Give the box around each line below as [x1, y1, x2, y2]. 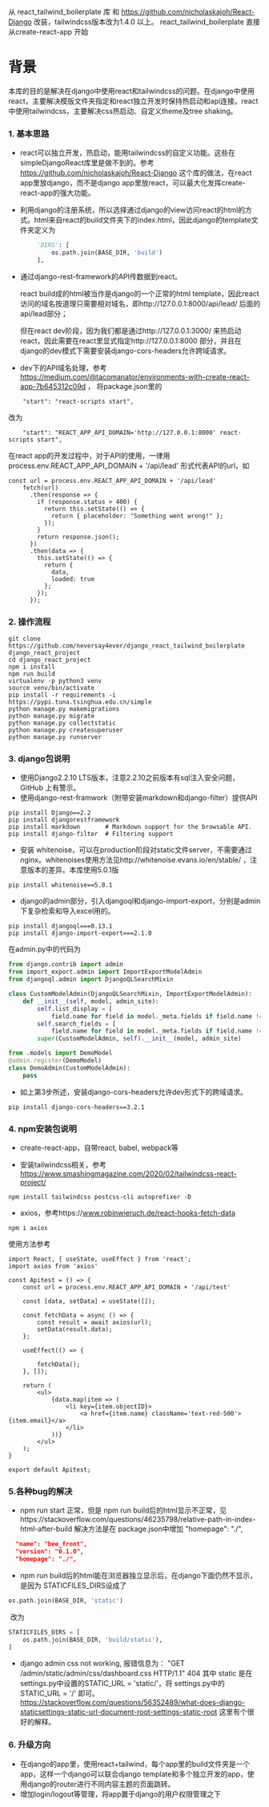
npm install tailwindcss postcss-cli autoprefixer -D [8, 1193, 192, 1201]
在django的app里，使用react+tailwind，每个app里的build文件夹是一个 [19, 1759, 251, 1768]
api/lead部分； [19, 308, 68, 319]
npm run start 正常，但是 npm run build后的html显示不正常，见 [19, 1505, 227, 1515]
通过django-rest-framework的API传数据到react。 [19, 271, 183, 281]
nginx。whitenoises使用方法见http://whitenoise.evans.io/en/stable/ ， [19, 855, 251, 865]
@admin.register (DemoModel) [8, 1057, 102, 1065]
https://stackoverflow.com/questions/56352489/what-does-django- [19, 1698, 246, 1708]
